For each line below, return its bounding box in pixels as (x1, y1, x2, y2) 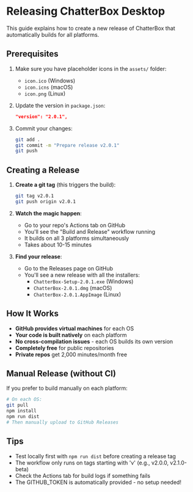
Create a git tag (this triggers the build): (15, 181, 116, 188)
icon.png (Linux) (24, 90, 66, 97)
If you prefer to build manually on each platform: (6, 384, 128, 392)
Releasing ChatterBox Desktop (6, 4, 166, 18)
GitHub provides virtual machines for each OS (15, 324, 134, 332)
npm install (6, 408, 37, 414)
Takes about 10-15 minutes (24, 240, 92, 248)
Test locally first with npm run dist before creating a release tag (15, 452, 176, 460)
